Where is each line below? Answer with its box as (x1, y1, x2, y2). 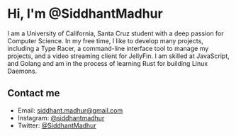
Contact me (7, 87, 60, 99)
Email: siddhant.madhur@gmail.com (17, 106, 123, 115)
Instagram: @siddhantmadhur (17, 113, 105, 122)
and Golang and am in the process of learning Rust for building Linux (7, 59, 208, 67)
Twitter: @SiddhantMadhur (17, 121, 97, 130)
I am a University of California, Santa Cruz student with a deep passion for (7, 29, 225, 38)
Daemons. (7, 67, 38, 75)
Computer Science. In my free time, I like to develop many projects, (7, 36, 203, 45)
